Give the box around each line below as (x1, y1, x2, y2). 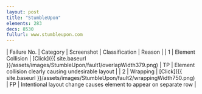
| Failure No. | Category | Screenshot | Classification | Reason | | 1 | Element (6, 48, 196, 56)
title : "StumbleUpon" (6, 15, 61, 21)
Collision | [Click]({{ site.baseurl (6, 55, 86, 62)
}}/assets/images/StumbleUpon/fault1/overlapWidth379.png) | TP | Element (6, 62, 195, 69)
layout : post (6, 9, 40, 15)
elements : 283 (6, 20, 43, 26)
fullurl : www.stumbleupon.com (6, 32, 83, 38)
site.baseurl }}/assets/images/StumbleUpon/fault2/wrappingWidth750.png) (6, 74, 195, 82)
